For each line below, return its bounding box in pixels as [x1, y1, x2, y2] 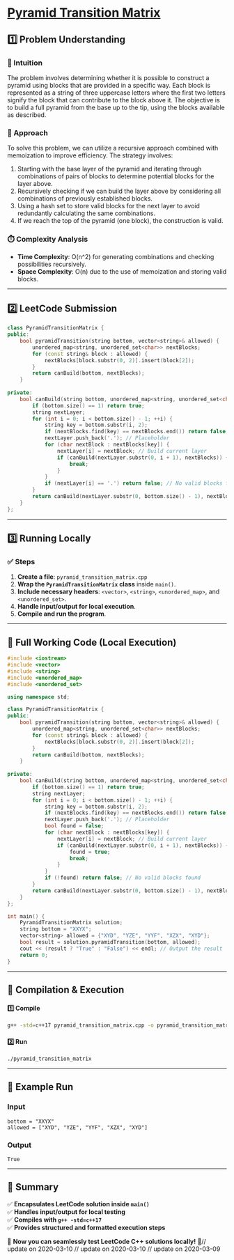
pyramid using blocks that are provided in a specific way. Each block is [7, 81, 211, 89]
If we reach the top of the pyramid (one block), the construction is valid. [17, 217, 224, 225]
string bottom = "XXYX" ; [19, 926, 92, 933]
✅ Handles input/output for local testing [7, 1207, 125, 1216]
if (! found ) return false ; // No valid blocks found [44, 874, 201, 882]
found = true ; [69, 848, 111, 855]
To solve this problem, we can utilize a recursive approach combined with [7, 144, 219, 153]
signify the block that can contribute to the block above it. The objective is [7, 95, 221, 104]
